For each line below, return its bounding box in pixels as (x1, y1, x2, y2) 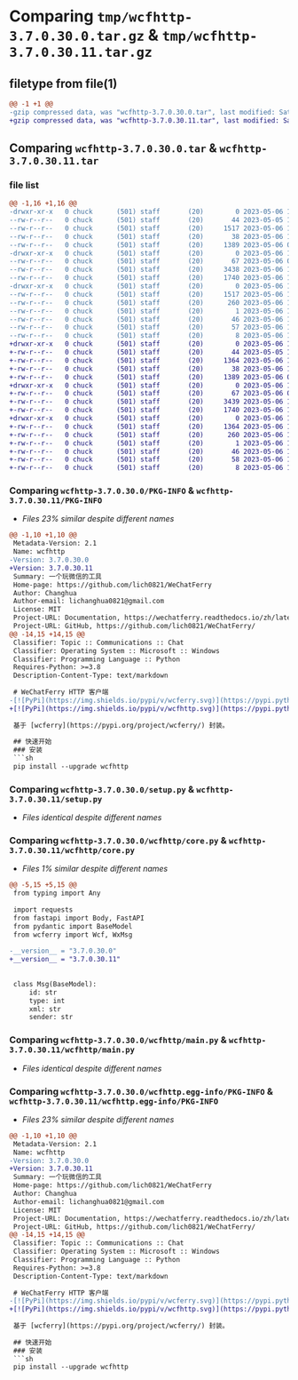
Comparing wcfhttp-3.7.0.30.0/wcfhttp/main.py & (9, 1033, 228, 1046)
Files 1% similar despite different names (21, 864, 169, 874)
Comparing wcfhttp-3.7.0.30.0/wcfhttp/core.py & (9, 834, 228, 847)
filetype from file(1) (9, 76, 118, 91)
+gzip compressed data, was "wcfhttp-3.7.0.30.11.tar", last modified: (9, 116, 279, 125)
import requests (12, 905, 74, 914)
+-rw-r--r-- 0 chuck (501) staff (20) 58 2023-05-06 (9, 455, 284, 464)
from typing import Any (12, 889, 101, 898)
